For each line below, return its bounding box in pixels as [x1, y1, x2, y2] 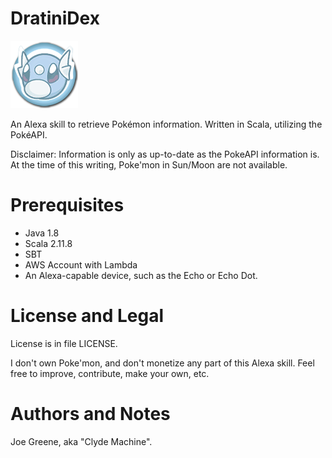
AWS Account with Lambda [24, 258, 138, 271]
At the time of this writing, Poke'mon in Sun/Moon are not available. [10, 158, 288, 171]
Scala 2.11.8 [24, 237, 73, 249]
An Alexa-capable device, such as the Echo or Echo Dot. [24, 269, 258, 281]
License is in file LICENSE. [10, 337, 118, 349]
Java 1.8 [24, 227, 60, 239]
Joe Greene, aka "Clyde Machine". [10, 435, 153, 447]
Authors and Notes [10, 403, 171, 425]
